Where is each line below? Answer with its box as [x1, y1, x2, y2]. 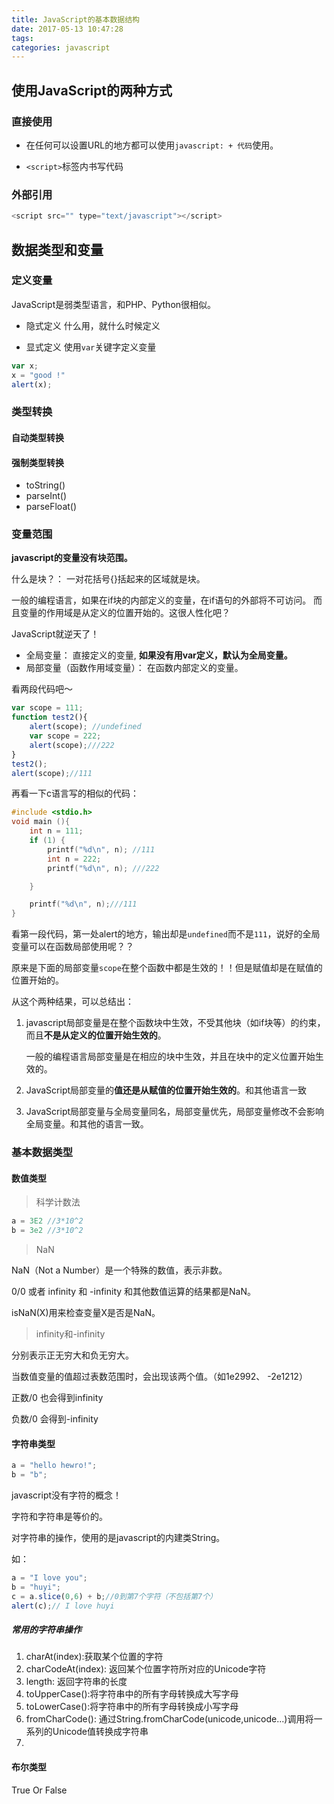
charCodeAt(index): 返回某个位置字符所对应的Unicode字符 [25, 1663, 267, 1675]
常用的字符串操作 [11, 1624, 82, 1636]
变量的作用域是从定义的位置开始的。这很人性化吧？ [19, 607, 231, 619]
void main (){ [11, 817, 71, 827]
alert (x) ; [11, 379, 53, 390]
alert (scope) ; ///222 [29, 740, 115, 750]
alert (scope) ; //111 [11, 768, 93, 778]
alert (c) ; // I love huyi [11, 1601, 115, 1611]
